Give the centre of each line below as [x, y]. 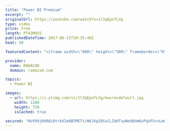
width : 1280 [27, 102]
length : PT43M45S [24, 33]
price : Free [18, 29]
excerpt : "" [18, 15]
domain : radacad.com [31, 70]
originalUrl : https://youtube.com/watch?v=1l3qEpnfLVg [64, 19]
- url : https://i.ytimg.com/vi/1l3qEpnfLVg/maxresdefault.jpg [77, 98]
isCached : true [30, 112]
